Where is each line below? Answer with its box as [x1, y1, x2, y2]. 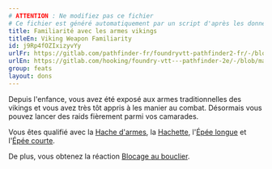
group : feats [8, 65, 53, 73]
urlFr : [8, 49, 31, 57]
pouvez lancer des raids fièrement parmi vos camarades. [8, 111, 199, 121]
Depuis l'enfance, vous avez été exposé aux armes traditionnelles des [8, 94, 241, 104]
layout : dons [8, 72, 53, 80]
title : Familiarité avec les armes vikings [8, 27, 158, 35]
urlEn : [8, 57, 31, 65]
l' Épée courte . [8, 135, 55, 146]
